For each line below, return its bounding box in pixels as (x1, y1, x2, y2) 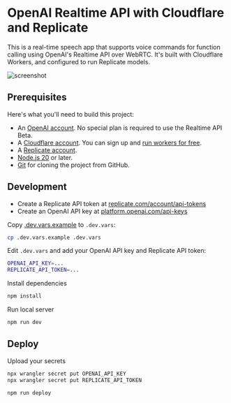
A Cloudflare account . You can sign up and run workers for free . (17, 138, 202, 147)
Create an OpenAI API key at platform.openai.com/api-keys (17, 207, 188, 215)
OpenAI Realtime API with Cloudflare (7, 5, 225, 21)
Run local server (7, 305, 54, 314)
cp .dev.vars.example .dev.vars (7, 234, 101, 241)
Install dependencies (7, 279, 68, 288)
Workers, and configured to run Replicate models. (7, 57, 151, 66)
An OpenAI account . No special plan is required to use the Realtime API (17, 124, 223, 132)
